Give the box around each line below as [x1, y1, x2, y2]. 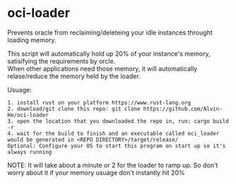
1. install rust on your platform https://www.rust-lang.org [7, 99, 191, 106]
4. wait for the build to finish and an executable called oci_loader [7, 130, 220, 137]
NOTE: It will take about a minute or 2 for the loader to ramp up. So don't [7, 161, 218, 169]
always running [7, 148, 52, 156]
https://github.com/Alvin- [143, 105, 223, 112]
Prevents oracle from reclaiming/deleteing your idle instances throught [7, 28, 213, 37]
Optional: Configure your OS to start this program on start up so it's [7, 142, 226, 149]
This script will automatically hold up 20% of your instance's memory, [7, 49, 211, 58]
